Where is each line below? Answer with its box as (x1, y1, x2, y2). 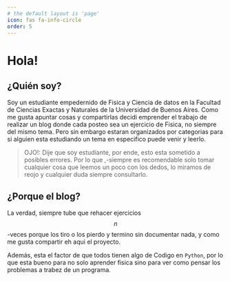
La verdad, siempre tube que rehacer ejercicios (7, 209, 141, 217)
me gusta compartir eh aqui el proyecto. (7, 238, 121, 246)
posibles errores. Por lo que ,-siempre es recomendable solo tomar (23, 156, 215, 164)
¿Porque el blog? (7, 191, 81, 202)
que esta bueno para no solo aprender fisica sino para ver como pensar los (7, 258, 221, 267)
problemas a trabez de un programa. (7, 266, 112, 274)
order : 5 (7, 23, 32, 30)
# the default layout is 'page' (7, 10, 100, 17)
